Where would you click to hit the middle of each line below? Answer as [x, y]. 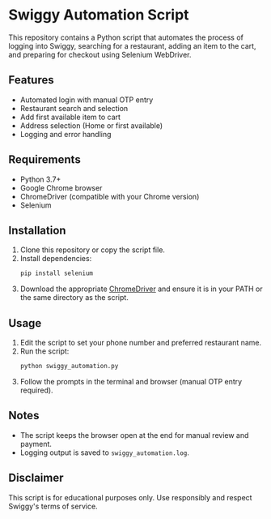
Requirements [44, 160]
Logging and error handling [66, 134]
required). [37, 390]
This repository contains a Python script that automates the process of [126, 37]
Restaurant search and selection [74, 108]
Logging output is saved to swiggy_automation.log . [105, 453]
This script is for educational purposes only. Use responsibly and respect [130, 497]
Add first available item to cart [70, 117]
